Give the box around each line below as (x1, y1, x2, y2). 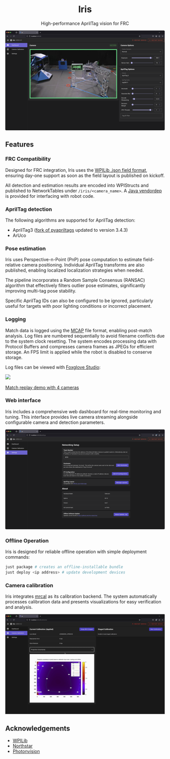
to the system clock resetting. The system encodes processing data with (5, 338, 157, 344)
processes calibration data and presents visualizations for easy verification (5, 599, 161, 605)
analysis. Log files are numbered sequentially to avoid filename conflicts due (5, 333, 165, 339)
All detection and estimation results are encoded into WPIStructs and (5, 182, 149, 188)
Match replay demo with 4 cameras (5, 384, 79, 390)
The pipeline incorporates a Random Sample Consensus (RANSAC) (5, 277, 145, 283)
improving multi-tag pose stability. (5, 288, 77, 294)
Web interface (5, 397, 41, 404)
